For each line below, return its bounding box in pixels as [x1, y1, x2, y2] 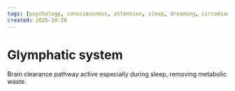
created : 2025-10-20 [7, 17, 68, 24]
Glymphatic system [7, 47, 124, 63]
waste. [7, 78, 27, 86]
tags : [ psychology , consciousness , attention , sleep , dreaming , [7, 10, 199, 17]
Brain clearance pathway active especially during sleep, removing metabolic [7, 70, 227, 78]
